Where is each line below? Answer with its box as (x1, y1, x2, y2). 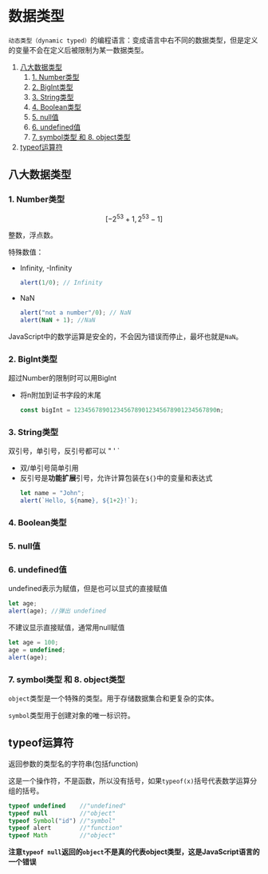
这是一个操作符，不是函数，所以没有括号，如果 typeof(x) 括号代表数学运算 (8, 776, 250, 785)
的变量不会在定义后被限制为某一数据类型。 (8, 45, 148, 54)
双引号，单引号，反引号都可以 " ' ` (8, 446, 120, 456)
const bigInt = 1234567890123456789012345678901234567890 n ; (19, 406, 224, 414)
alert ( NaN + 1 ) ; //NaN (19, 317, 96, 325)
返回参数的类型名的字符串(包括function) (8, 759, 139, 768)
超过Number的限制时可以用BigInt (8, 373, 117, 383)
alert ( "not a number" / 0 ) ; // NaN (19, 309, 132, 317)
